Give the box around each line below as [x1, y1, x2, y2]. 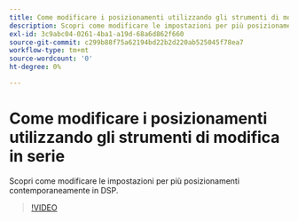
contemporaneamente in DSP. [9, 185, 119, 195]
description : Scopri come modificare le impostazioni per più [9, 21, 244, 30]
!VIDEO [30, 201, 58, 213]
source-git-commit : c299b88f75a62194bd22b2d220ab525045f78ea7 [9, 37, 244, 47]
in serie [9, 146, 65, 167]
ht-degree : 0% [9, 63, 62, 72]
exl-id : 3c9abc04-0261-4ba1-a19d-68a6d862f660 [9, 29, 184, 38]
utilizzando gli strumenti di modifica [9, 128, 280, 147]
